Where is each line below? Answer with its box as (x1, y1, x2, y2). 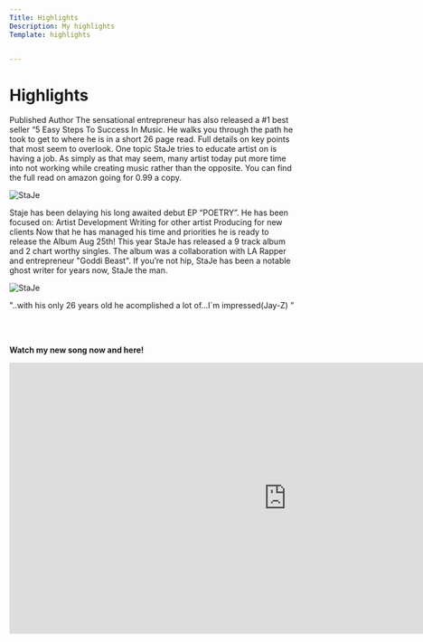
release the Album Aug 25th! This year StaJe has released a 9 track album (9, 236, 287, 247)
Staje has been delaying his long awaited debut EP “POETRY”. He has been (9, 207, 289, 218)
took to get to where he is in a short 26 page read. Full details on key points (9, 134, 290, 145)
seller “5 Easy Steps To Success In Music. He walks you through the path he (9, 124, 294, 136)
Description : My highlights (9, 22, 116, 31)
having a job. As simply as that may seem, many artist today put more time (9, 153, 287, 164)
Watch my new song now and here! (9, 345, 145, 355)
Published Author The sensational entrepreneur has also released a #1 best (9, 115, 289, 126)
